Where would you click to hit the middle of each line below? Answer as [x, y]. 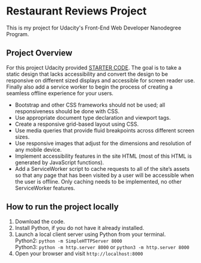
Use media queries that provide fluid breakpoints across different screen [105, 130]
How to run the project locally [62, 207]
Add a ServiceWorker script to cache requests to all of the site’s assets [102, 169]
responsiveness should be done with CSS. [67, 111]
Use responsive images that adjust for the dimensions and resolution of [103, 143]
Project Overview [39, 53]
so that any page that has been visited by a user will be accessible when [104, 175]
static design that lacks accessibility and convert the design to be [87, 74]
